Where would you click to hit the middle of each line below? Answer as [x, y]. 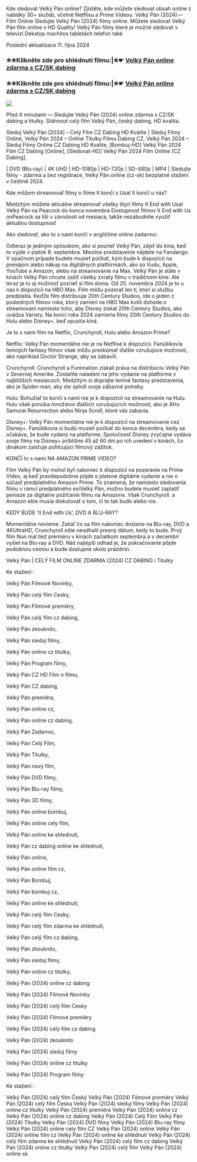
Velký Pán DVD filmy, [32, 778]
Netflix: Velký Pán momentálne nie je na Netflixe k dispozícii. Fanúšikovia [94, 344]
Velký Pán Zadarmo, [31, 732]
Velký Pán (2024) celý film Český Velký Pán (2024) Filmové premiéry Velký [97, 1097]
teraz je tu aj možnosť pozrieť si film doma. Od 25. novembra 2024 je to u [95, 284]
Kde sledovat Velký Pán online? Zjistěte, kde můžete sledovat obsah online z [99, 9]
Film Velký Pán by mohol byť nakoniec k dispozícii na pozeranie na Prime [95, 470]
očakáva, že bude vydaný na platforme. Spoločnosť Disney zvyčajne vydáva [99, 434]
